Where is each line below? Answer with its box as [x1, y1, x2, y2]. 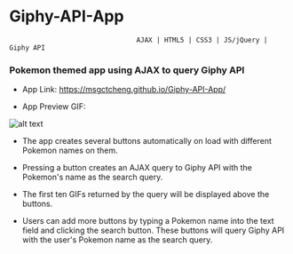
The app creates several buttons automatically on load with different [21, 136, 273, 147]
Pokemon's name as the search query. [21, 171, 163, 183]
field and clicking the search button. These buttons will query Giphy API [21, 225, 285, 236]
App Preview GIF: [21, 101, 86, 112]
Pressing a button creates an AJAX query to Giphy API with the [21, 163, 253, 173]
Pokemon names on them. [21, 145, 118, 156]
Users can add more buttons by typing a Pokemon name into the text [21, 216, 274, 226]
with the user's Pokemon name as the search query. [21, 234, 213, 245]
